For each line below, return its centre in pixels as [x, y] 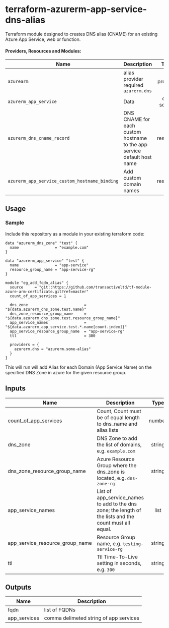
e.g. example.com [116, 451]
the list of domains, [119, 444]
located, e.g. [111, 478]
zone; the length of [119, 510]
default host [137, 157]
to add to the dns [117, 504]
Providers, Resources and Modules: [43, 51]
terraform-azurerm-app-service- [76, 9]
